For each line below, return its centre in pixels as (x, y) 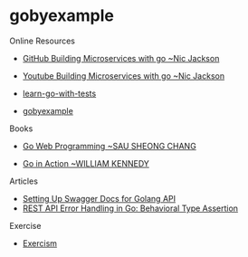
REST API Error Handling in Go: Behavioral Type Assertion (130, 208)
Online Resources (42, 41)
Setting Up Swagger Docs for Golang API (99, 198)
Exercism (39, 243)
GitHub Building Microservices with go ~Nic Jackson (121, 58)
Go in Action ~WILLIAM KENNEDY (86, 163)
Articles (24, 181)
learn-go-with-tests (59, 93)
